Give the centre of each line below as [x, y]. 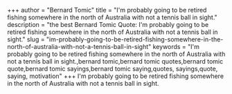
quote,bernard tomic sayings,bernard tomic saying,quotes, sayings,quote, [113, 69]
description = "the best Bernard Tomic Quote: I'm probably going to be [108, 25]
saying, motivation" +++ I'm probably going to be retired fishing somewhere [115, 76]
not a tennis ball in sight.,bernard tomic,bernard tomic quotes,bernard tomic [115, 61]
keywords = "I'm [176, 47]
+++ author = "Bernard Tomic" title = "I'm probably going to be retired [107, 10]
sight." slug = [26, 39]
